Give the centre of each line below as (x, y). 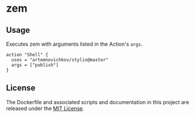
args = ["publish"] (35, 65)
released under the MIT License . (45, 108)
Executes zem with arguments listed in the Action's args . (74, 44)
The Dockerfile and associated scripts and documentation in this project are (97, 102)
